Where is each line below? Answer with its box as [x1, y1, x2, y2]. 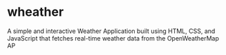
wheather [7, 4, 64, 20]
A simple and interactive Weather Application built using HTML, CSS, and [7, 27, 216, 35]
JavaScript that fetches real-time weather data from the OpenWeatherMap [7, 34, 219, 42]
